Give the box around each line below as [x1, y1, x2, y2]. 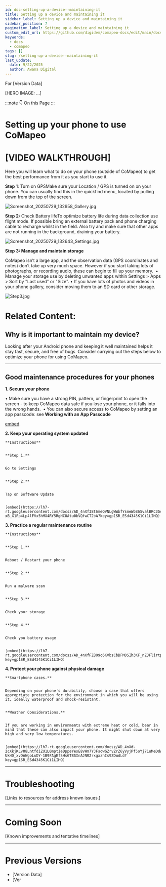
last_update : [5, 58, 32, 63]
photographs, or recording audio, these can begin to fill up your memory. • [5, 268, 159, 274]
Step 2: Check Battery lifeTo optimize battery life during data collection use [5, 213, 158, 219]
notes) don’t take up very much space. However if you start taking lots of [5, 263, 154, 269]
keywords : [5, 35, 26, 40]
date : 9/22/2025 [9, 62, 43, 67]
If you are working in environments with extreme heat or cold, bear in [5, 722, 158, 728]
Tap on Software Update [5, 492, 54, 497]
